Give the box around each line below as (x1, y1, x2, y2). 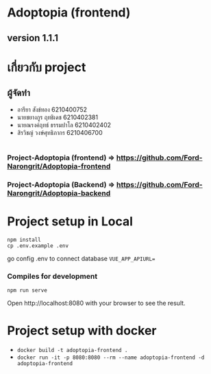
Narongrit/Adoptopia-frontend (7, 161, 111, 171)
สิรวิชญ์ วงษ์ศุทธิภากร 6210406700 (16, 128, 103, 136)
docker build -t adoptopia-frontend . (16, 347, 128, 353)
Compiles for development (7, 271, 98, 281)
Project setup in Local (7, 214, 134, 229)
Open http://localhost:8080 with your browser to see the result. (7, 299, 186, 307)
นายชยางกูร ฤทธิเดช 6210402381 (16, 113, 98, 121)
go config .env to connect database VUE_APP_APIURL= (7, 254, 156, 262)
